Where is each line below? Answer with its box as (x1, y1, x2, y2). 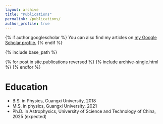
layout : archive (5, 7, 39, 12)
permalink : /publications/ (5, 16, 61, 21)
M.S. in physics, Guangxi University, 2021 (12, 103, 97, 109)
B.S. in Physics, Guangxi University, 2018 (12, 98, 96, 104)
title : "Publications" (5, 12, 52, 17)
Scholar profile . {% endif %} (5, 40, 63, 46)
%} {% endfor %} (5, 64, 41, 70)
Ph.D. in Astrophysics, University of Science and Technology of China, (12, 108, 156, 114)
